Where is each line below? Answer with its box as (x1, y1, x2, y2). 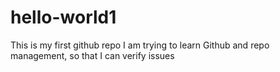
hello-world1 (10, 6, 117, 29)
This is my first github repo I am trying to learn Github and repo (10, 39, 270, 51)
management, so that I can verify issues (10, 49, 175, 61)
